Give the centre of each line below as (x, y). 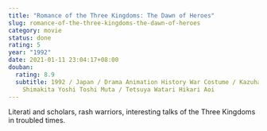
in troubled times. (37, 121)
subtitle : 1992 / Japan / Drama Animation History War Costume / (126, 82)
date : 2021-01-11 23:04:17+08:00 (64, 60)
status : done (30, 38)
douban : (21, 67)
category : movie (35, 30)
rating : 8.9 (35, 75)
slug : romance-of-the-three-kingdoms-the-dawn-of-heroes (104, 23)
